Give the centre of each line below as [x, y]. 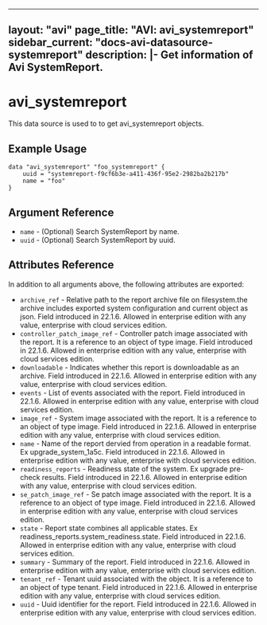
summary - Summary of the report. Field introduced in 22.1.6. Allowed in [135, 561]
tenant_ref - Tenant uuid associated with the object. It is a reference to [136, 579]
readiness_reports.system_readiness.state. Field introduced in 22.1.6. [133, 536]
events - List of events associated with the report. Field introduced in [132, 393]
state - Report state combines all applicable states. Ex [109, 528]
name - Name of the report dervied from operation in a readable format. [135, 443]
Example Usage [48, 148]
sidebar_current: [50, 43]
